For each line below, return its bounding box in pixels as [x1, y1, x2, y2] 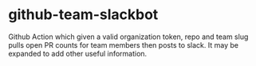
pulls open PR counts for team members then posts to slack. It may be [8, 40, 239, 49]
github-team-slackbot [8, 6, 159, 24]
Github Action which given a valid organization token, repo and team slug [8, 32, 249, 41]
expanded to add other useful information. [8, 49, 148, 58]
